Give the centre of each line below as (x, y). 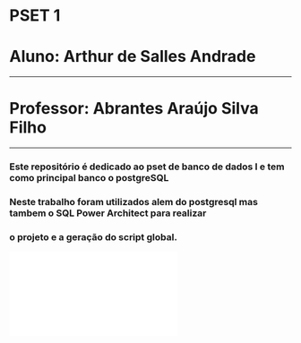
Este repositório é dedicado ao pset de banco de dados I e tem (147, 167)
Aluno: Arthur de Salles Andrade (133, 57)
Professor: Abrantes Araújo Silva (134, 109)
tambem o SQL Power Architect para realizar (108, 213)
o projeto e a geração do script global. (93, 236)
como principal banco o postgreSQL (89, 177)
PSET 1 (35, 16)
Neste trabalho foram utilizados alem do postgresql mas (133, 202)
